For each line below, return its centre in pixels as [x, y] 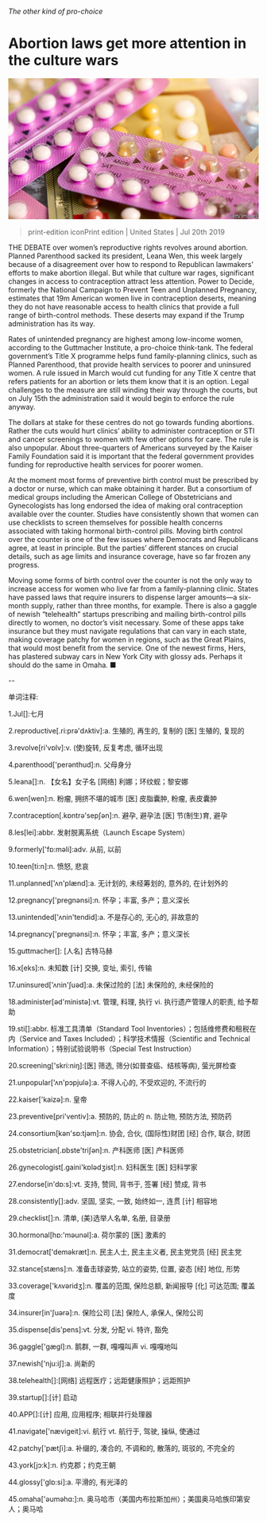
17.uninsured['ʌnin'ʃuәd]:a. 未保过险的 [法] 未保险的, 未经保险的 [111, 985]
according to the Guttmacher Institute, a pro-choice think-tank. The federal [131, 348]
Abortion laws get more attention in [128, 43]
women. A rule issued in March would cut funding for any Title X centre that [132, 373]
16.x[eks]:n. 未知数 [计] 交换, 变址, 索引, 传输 [80, 968]
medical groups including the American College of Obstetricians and [120, 497]
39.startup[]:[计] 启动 [43, 1397]
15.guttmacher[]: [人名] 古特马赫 [60, 951]
